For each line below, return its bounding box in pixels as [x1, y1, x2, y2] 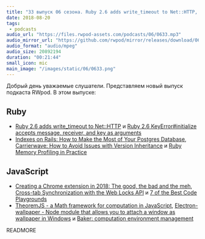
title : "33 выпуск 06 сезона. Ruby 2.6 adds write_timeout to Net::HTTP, [6, 9, 198, 15]
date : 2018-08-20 [6, 15, 51, 21]
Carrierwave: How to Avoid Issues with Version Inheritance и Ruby [15, 142, 182, 149]
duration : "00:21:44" [6, 54, 62, 60]
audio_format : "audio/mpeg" [6, 43, 78, 49]
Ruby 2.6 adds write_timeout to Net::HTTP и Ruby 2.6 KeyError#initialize [15, 123, 197, 130]
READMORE [6, 227, 37, 234]
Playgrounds [15, 196, 47, 202]
